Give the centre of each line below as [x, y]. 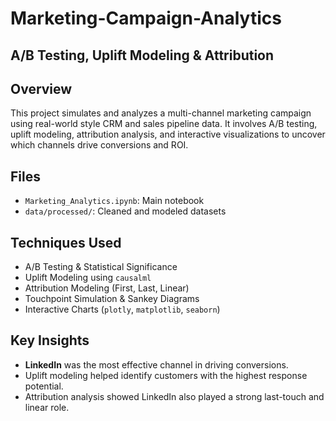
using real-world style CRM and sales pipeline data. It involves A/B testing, [164, 124]
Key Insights [50, 340]
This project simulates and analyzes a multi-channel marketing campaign [161, 113]
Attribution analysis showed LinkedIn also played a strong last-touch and [174, 396]
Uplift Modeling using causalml [88, 278]
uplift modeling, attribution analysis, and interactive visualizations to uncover [168, 134]
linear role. [47, 407]
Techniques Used [66, 242]
